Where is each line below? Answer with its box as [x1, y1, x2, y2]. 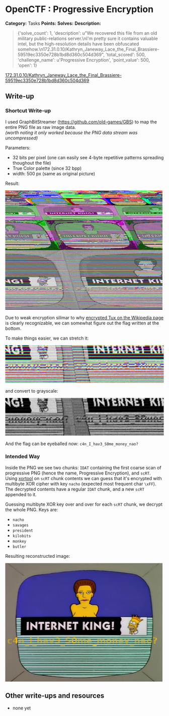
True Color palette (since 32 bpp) [12, 165, 82, 171]
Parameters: [5, 145, 31, 151]
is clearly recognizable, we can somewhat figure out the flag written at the [5, 320, 159, 326]
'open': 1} [17, 62, 38, 68]
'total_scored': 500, [105, 52, 146, 58]
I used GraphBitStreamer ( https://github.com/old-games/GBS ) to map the [5, 119, 157, 125]
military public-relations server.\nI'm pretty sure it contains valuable [17, 35, 158, 41]
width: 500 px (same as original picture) [12, 170, 96, 176]
